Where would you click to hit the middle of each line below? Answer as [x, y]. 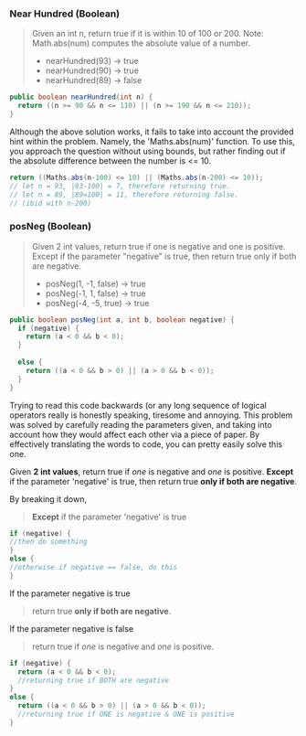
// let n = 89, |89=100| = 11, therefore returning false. [124, 195]
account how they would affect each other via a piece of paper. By [135, 434]
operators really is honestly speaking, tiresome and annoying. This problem [151, 415]
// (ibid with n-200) [51, 203]
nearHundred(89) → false [94, 80]
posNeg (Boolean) [51, 227]
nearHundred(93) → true [92, 61]
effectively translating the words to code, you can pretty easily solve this [146, 444]
